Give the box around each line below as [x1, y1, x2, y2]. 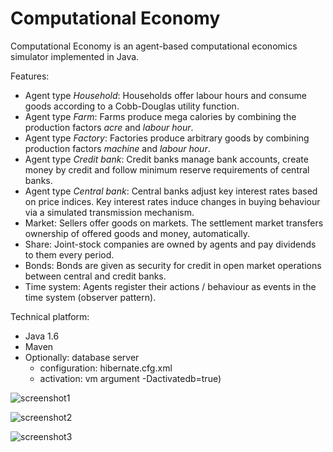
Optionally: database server [24, 351, 140, 363]
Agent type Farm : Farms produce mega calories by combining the [24, 110, 297, 122]
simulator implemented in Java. [10, 50, 140, 62]
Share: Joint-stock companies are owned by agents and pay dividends [24, 238, 317, 250]
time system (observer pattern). [24, 291, 157, 303]
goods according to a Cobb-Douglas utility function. [24, 100, 240, 112]
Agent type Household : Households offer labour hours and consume [24, 89, 307, 101]
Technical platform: [10, 310, 90, 322]
